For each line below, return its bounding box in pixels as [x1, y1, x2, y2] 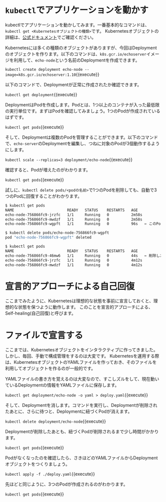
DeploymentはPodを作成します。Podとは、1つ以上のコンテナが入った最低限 [5, 102, 160, 108]
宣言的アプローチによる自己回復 [5, 280, 135, 292]
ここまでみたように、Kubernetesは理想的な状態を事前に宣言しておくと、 [5, 298, 154, 304]
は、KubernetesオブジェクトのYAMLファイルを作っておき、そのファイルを [5, 359, 157, 365]
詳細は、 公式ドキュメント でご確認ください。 [5, 34, 96, 40]
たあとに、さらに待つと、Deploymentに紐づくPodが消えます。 [5, 408, 132, 414]
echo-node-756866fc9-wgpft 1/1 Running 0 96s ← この [5, 222, 157, 226]
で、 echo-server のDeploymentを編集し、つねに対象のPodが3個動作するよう [5, 140, 160, 146]
